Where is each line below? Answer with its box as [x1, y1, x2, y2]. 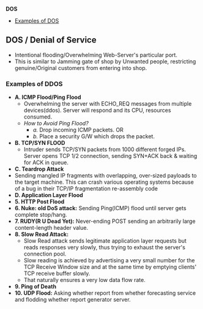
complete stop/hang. [14, 211, 67, 219]
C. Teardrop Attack [14, 165, 64, 173]
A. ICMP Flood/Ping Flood [14, 93, 81, 101]
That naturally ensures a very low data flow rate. [23, 276, 146, 284]
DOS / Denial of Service [6, 35, 97, 45]
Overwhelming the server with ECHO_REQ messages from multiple [23, 100, 192, 108]
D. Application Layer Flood [14, 192, 83, 199]
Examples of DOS [14, 17, 59, 24]
